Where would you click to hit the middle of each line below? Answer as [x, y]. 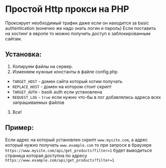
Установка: [23, 54]
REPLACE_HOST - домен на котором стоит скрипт [62, 86]
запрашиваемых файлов [38, 102]
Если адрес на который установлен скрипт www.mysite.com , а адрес [77, 140]
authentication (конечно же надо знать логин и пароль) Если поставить [81, 28]
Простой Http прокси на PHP [67, 9]
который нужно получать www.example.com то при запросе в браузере [79, 145]
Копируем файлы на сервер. [42, 66]
